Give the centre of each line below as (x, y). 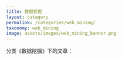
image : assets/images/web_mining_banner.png (61, 34)
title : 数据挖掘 (24, 11)
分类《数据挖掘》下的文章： (40, 51)
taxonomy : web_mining (33, 28)
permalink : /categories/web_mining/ (51, 22)
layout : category (27, 17)
